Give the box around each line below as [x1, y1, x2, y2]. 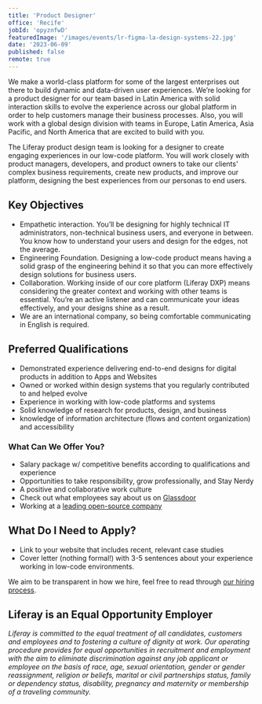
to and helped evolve [19, 389, 88, 398]
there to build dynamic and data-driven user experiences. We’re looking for [8, 85, 251, 94]
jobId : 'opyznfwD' [8, 26, 68, 34]
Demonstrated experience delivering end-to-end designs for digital [19, 363, 237, 373]
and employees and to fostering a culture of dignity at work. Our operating [8, 637, 250, 647]
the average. [19, 245, 61, 254]
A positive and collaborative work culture [19, 485, 152, 494]
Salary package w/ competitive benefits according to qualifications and [19, 459, 250, 469]
